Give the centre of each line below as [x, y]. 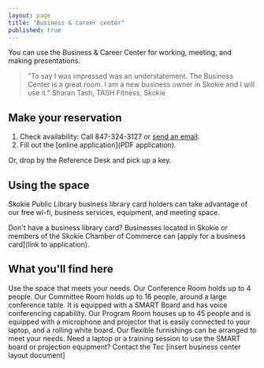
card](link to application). [49, 244]
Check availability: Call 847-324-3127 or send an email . [110, 137]
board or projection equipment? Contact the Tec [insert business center [125, 347]
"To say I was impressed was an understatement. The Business [130, 76]
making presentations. [45, 61]
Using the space [49, 185]
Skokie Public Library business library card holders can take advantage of [128, 204]
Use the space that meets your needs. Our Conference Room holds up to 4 [130, 288]
